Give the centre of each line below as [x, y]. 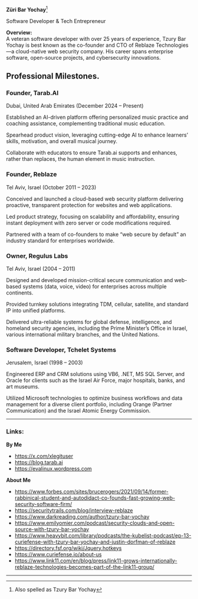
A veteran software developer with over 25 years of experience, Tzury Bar [96, 38]
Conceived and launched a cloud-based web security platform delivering [95, 199]
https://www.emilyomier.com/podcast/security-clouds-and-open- [95, 523]
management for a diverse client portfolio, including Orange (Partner [89, 404]
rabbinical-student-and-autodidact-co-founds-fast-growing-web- [95, 498]
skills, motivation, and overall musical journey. [62, 141]
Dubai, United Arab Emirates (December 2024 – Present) [75, 106]
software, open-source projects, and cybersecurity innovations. [83, 57]
